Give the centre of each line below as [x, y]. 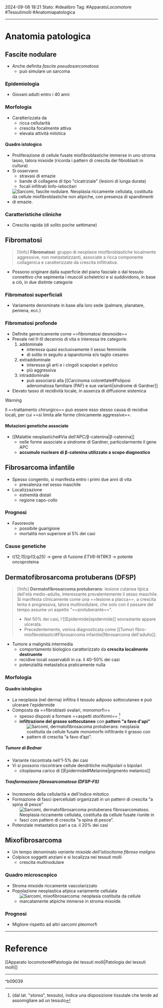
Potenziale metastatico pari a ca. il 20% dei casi [60, 825]
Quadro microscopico [31, 875]
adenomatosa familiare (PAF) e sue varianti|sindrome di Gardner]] [92, 385]
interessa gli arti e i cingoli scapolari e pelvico [72, 365]
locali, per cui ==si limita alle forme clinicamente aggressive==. [68, 415]
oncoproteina [25, 562]
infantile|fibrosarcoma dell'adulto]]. [122, 635]
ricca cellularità [35, 123]
